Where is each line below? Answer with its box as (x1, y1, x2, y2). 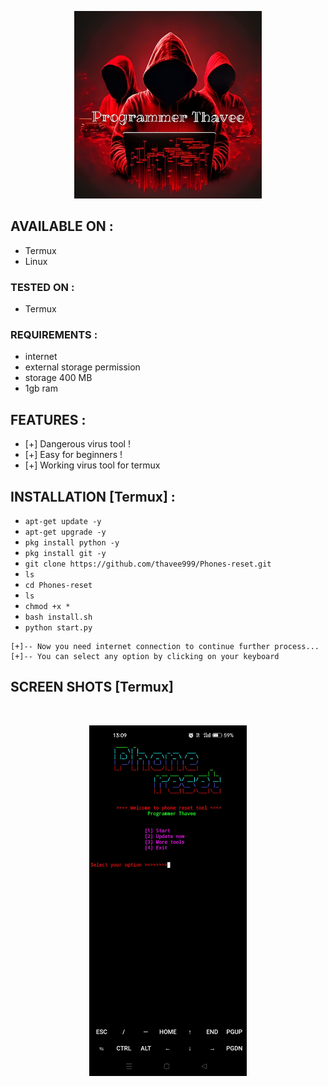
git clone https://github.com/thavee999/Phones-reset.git (24, 559, 272, 570)
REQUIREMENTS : (10, 328, 98, 342)
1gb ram (24, 382, 58, 395)
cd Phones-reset (24, 581, 93, 591)
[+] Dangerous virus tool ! (24, 438, 131, 450)
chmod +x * (24, 602, 71, 612)
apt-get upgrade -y (24, 527, 107, 538)
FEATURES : (10, 411, 87, 428)
